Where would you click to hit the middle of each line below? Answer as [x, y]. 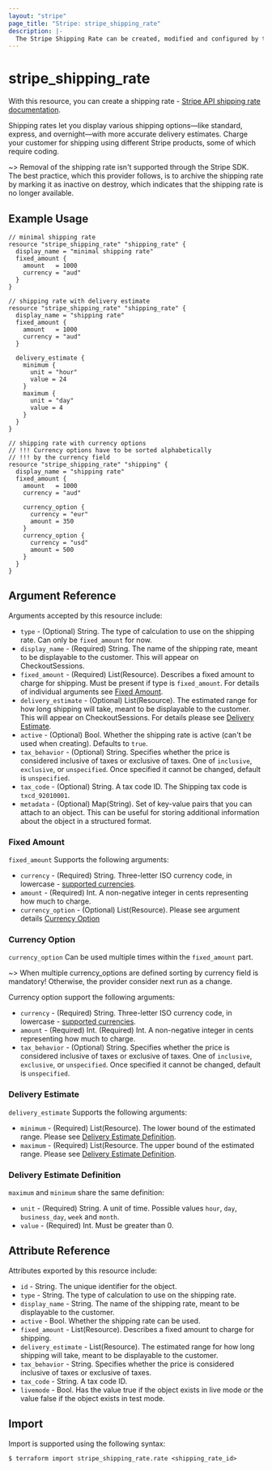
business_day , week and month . [70, 1217]
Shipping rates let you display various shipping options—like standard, [125, 126]
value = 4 [46, 408]
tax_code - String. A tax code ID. [74, 1381]
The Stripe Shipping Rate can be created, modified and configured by [137, 39]
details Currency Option [60, 919]
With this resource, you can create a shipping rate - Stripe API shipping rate [134, 101]
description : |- [36, 31]
